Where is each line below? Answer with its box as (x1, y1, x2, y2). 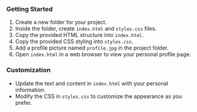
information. (15, 86, 46, 93)
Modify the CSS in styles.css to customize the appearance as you (15, 93, 182, 100)
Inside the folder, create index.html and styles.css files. (15, 25, 157, 32)
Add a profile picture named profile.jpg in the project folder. (15, 44, 169, 51)
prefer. (15, 99, 32, 106)
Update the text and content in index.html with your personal (15, 79, 168, 87)
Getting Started (6, 5, 53, 13)
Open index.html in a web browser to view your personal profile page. (15, 51, 192, 58)
